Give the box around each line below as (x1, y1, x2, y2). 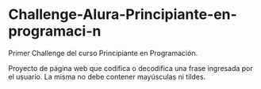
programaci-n (8, 22, 102, 40)
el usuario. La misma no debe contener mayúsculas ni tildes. (8, 72, 206, 81)
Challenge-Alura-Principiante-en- (8, 6, 238, 24)
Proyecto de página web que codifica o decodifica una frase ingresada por (8, 63, 253, 72)
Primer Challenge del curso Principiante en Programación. (8, 48, 198, 57)
